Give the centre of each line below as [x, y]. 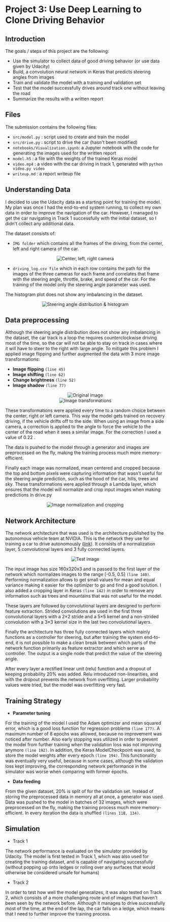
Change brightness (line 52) [44, 380]
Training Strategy [33, 701]
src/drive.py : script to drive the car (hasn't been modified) [75, 142]
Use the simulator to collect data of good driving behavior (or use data [86, 61]
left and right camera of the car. [46, 249]
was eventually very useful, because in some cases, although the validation [84, 761]
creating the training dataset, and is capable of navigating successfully [79, 862]
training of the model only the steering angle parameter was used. [82, 284]
